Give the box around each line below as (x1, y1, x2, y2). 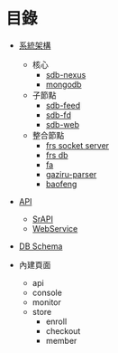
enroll (45, 316, 68, 327)
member (45, 335, 77, 346)
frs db (45, 149, 68, 160)
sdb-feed (45, 100, 81, 110)
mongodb (45, 79, 82, 90)
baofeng (45, 178, 77, 189)
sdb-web (45, 119, 80, 129)
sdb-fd (45, 110, 71, 120)
